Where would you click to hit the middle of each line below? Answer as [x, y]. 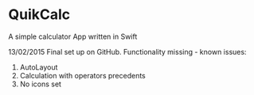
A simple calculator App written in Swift [73, 36]
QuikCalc [39, 15]
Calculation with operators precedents [82, 75]
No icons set [41, 84]
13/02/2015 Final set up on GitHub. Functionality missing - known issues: [127, 51]
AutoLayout [39, 67]
